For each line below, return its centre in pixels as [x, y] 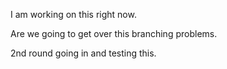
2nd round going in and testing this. [83, 53]
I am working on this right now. [73, 14]
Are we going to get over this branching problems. [114, 33]
